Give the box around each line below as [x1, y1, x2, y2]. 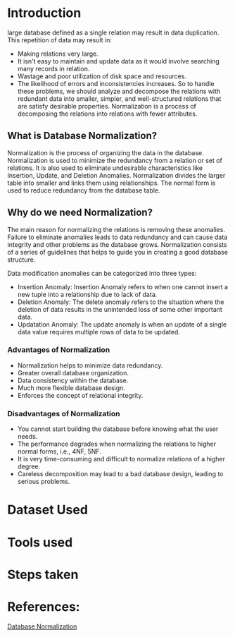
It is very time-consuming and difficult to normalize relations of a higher [17, 455, 226, 463]
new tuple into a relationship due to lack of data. [17, 290, 158, 298]
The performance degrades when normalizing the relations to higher [17, 439, 217, 449]
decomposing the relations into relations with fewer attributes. [17, 109, 198, 118]
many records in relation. [17, 64, 90, 73]
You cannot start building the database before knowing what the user [17, 425, 219, 433]
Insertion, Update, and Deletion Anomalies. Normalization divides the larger [7, 171, 226, 179]
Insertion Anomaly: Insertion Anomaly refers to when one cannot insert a [17, 282, 229, 291]
